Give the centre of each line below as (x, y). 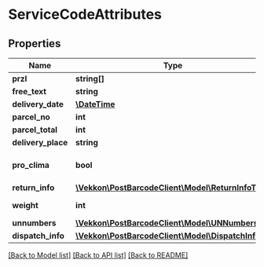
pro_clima (31, 165)
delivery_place (40, 143)
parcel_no (31, 117)
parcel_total (35, 130)
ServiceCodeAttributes (85, 15)
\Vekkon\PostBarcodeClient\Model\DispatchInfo (168, 236)
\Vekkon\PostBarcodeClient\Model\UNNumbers (167, 223)
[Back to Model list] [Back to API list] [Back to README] (98, 255)
